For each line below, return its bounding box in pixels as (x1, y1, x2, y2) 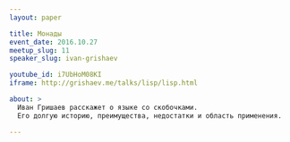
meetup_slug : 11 (9, 46, 70, 54)
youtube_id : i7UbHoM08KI (9, 71, 102, 79)
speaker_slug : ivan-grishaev (9, 54, 118, 63)
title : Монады (9, 29, 63, 38)
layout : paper (9, 13, 63, 22)
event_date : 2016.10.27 (9, 38, 98, 46)
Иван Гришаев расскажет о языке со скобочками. (17, 103, 199, 112)
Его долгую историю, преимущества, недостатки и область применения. (17, 111, 282, 121)
